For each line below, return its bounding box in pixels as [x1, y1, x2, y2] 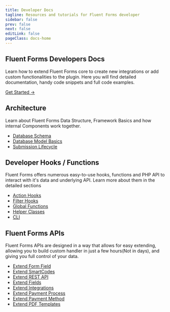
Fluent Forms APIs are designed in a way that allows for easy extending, [5, 243, 157, 249]
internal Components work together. [5, 123, 81, 129]
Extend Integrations [12, 285, 54, 291]
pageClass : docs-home [5, 36, 51, 41]
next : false [5, 27, 31, 32]
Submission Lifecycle [12, 143, 58, 149]
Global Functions [12, 203, 48, 210]
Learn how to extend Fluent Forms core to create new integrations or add [5, 68, 159, 74]
